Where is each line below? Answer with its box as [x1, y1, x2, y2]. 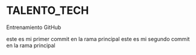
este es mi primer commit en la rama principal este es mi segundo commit [6, 35, 190, 42]
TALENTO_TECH [6, 4, 89, 18]
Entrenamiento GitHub [6, 24, 62, 31]
